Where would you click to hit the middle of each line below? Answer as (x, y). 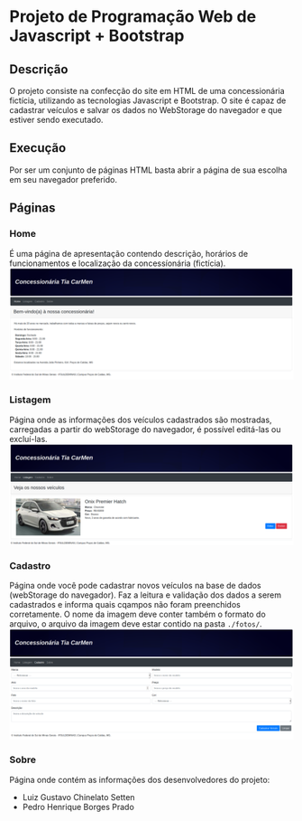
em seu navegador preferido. (63, 179)
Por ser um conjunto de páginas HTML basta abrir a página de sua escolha (148, 170)
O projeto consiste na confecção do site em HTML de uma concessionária (147, 91)
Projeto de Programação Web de (133, 17)
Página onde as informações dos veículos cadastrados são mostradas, (141, 420)
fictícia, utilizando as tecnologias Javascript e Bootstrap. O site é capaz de (148, 100)
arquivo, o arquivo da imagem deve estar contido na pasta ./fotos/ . (136, 624)
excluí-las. (28, 439)
